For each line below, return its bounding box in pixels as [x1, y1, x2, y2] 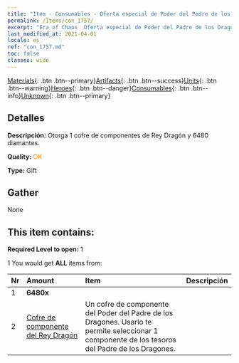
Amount [26, 275, 55, 285]
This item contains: [7, 226, 95, 238]
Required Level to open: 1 [7, 245, 83, 253]
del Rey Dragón [26, 330, 78, 340]
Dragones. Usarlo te [85, 317, 152, 327]
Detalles [7, 112, 45, 125]
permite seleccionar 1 [85, 326, 159, 336]
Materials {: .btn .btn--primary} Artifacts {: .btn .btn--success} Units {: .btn [7, 76, 217, 85]
